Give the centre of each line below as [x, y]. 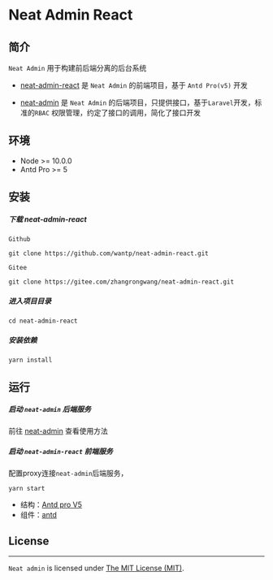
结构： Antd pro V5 [51, 504]
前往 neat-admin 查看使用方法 [58, 431]
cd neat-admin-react [43, 321]
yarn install [30, 360]
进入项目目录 [30, 301]
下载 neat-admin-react [48, 219]
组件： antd [38, 515]
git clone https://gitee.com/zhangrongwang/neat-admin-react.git [121, 282]
